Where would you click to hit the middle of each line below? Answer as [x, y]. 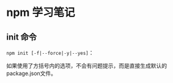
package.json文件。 [31, 73]
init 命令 [22, 37]
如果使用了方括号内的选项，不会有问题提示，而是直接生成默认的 [86, 66]
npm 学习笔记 [41, 13]
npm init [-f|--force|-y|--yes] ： [50, 53]
